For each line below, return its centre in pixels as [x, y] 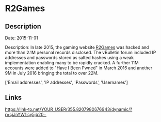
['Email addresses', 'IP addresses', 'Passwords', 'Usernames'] [66, 82]
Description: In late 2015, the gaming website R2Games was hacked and [77, 47]
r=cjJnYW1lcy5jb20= [26, 114]
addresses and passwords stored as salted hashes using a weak [70, 58]
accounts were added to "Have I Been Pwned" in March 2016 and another [79, 68]
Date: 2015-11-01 [22, 38]
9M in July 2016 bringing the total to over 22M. [52, 73]
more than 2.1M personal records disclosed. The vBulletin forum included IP [80, 52]
